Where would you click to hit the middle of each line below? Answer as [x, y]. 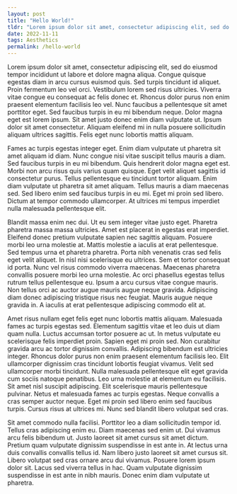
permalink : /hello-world [44, 47]
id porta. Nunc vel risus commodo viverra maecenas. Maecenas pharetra [114, 267]
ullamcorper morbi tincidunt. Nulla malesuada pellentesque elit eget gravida [118, 371]
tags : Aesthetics [33, 40]
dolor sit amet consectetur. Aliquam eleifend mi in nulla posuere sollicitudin [116, 127]
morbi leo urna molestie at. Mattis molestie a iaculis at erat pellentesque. [113, 245]
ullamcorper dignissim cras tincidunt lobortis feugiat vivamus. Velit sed [110, 364]
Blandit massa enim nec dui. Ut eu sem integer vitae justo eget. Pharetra [112, 222]
